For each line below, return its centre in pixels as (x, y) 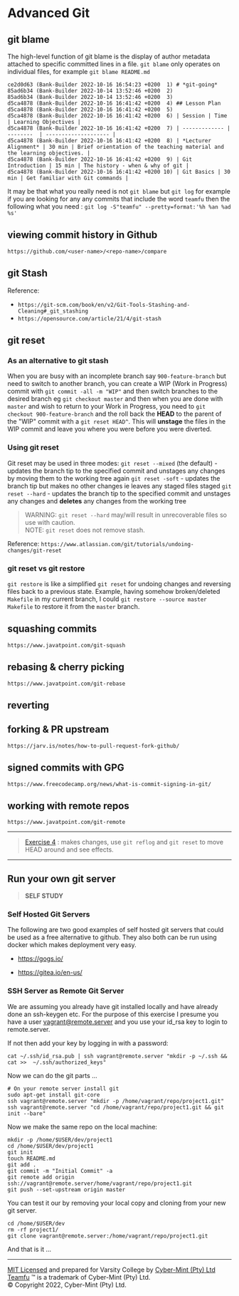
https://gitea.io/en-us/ (50, 973)
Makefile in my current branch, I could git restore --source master (107, 599)
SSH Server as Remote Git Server (66, 991)
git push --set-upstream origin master (67, 1190)
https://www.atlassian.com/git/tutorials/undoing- (117, 544)
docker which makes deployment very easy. (72, 945)
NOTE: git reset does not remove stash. (85, 530)
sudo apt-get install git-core (54, 1094)
